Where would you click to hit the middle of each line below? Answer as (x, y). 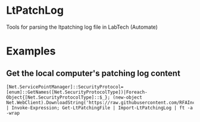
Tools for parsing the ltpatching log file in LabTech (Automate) (82, 27)
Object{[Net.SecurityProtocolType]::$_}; (58, 97)
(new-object (128, 97)
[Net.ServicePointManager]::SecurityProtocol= (65, 87)
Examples (31, 51)
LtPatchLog (35, 10)
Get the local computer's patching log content (93, 73)
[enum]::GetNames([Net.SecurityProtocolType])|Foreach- (77, 92)
